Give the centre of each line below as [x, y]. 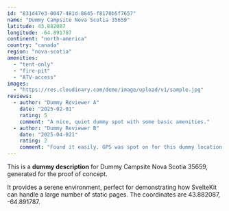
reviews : [20, 97]
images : [18, 84]
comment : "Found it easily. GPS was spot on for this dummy [107, 147]
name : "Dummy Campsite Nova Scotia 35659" [69, 20]
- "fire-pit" [32, 71]
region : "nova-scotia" [39, 52]
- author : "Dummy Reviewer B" [56, 128]
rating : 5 [34, 115]
